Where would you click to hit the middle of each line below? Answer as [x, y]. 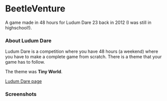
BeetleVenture [35, 9]
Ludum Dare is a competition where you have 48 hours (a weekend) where [82, 51]
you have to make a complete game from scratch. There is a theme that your [83, 57]
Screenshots [21, 94]
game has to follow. [25, 62]
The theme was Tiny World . [34, 72]
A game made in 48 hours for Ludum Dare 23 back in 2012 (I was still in [78, 22]
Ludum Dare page [24, 81]
